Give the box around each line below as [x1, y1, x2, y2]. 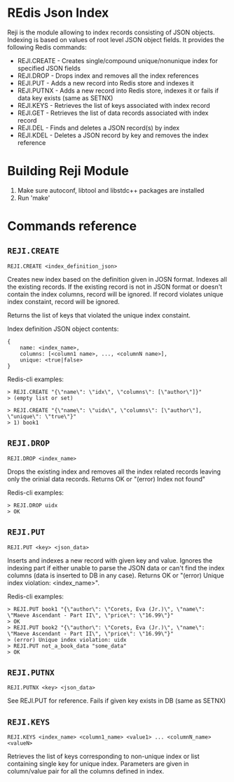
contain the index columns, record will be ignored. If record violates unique [7, 289, 223, 299]
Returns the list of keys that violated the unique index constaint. [7, 310, 191, 320]
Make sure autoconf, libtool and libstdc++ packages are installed [17, 186, 205, 194]
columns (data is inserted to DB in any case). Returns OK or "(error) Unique [7, 571, 224, 579]
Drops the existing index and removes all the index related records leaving [7, 467, 221, 476]
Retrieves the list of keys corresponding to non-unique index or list [7, 752, 200, 761]
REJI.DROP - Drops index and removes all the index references [17, 71, 199, 80]
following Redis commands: [7, 43, 88, 51]
